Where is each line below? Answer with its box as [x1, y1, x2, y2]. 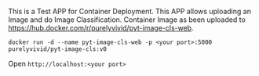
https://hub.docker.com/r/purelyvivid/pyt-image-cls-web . [8, 24, 194, 32]
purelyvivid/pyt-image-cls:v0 [8, 45, 108, 53]
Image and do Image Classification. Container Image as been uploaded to [8, 15, 246, 24]
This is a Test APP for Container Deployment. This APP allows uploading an [8, 7, 251, 16]
